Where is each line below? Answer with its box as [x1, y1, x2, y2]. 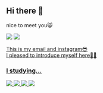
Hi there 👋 [6, 6, 43, 16]
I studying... [6, 66, 42, 75]
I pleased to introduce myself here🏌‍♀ [6, 52, 97, 59]
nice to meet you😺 [6, 21, 53, 28]
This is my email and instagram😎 [6, 45, 88, 52]
